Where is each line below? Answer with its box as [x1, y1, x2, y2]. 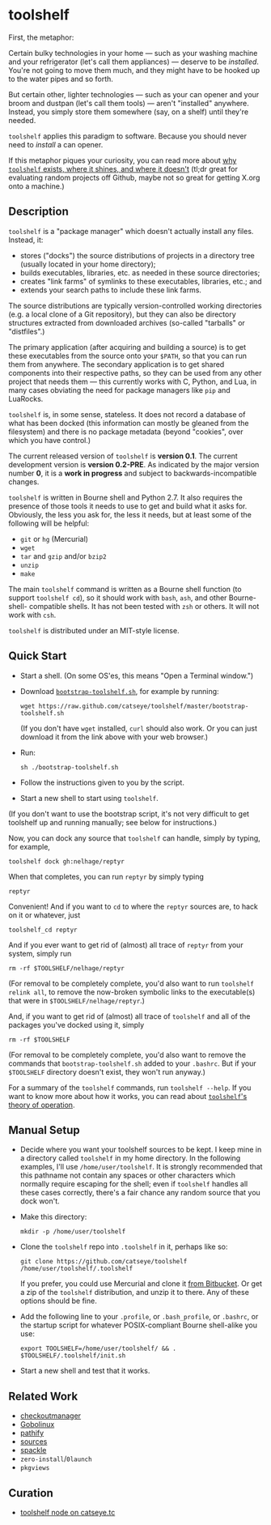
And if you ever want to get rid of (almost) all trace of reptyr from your [8, 939, 244, 949]
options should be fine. [19, 1296, 97, 1306]
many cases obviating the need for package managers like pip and [8, 385, 231, 394]
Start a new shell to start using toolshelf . [19, 793, 159, 803]
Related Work [8, 1389, 78, 1403]
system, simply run [8, 948, 72, 958]
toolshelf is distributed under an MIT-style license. [8, 625, 180, 635]
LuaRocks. [8, 394, 44, 403]
